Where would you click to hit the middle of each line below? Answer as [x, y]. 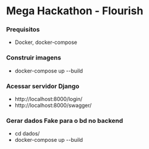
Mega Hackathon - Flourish [75, 11]
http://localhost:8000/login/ [49, 99]
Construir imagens [34, 58]
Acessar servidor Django [43, 86]
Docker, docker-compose [46, 42]
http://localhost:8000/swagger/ [53, 106]
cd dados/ [27, 134]
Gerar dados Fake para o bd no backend [65, 121]
